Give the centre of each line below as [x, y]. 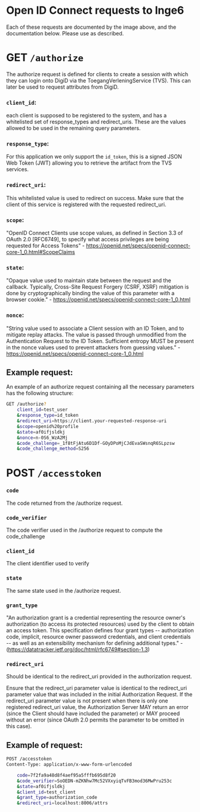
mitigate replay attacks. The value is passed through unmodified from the [96, 334]
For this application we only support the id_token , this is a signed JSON [94, 157]
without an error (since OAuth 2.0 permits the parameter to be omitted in [95, 720]
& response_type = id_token [48, 416]
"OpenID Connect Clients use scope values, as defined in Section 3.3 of [95, 233]
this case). [19, 726]
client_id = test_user [42, 410]
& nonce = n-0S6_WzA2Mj [42, 438]
